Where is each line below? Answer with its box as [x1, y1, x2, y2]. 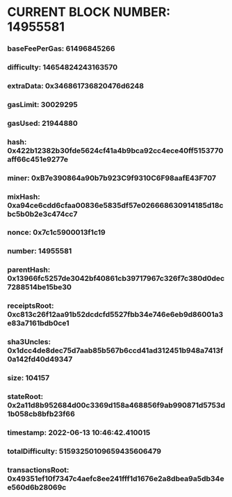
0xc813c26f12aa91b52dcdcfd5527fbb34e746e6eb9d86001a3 [7, 310, 224, 320]
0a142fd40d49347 [7, 355, 73, 364]
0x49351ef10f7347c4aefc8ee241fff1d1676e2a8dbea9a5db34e [7, 473, 224, 483]
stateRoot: [7, 392, 44, 402]
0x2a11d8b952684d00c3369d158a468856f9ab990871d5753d [7, 400, 226, 410]
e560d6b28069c [7, 482, 67, 492]
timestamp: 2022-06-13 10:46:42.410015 [7, 427, 151, 437]
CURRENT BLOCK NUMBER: [7, 4, 171, 20]
